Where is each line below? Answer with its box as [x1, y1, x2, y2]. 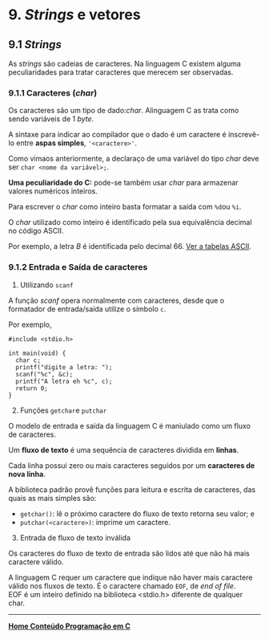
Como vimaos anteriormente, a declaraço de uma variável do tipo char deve [8, 154, 259, 164]
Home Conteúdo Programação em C [8, 621, 130, 631]
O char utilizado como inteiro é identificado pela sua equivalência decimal [8, 218, 252, 227]
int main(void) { [8, 349, 66, 357]
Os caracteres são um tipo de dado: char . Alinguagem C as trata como [8, 106, 239, 116]
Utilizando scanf [19, 279, 74, 290]
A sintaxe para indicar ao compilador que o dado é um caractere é [8, 130, 227, 140]
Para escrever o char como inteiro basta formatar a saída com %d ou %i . [8, 202, 242, 212]
